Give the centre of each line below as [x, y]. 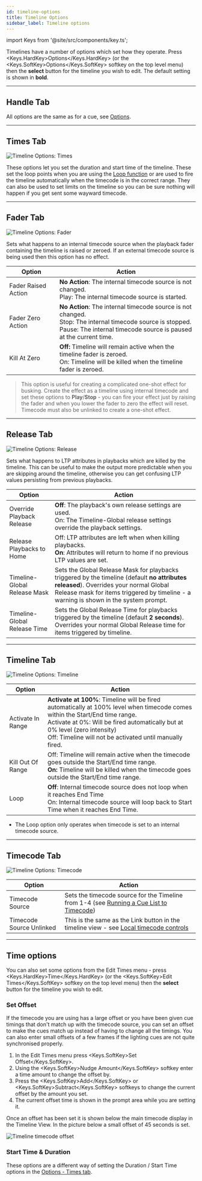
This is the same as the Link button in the [122, 920]
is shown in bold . [27, 78]
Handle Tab [28, 102]
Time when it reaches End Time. [93, 810]
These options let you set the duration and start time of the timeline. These [99, 167]
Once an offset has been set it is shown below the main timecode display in [100, 1118]
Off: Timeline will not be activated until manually [115, 738]
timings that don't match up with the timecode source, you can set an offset [100, 1024]
